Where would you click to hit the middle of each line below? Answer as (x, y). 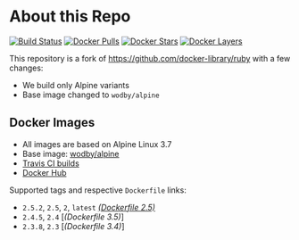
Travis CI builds (51, 163)
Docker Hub (44, 172)
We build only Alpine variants (75, 85)
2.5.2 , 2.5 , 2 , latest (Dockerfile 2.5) (89, 207)
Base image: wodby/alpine (71, 153)
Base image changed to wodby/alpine (91, 95)
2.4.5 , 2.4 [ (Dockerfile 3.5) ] (73, 217)
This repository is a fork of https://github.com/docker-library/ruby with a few (150, 58)
